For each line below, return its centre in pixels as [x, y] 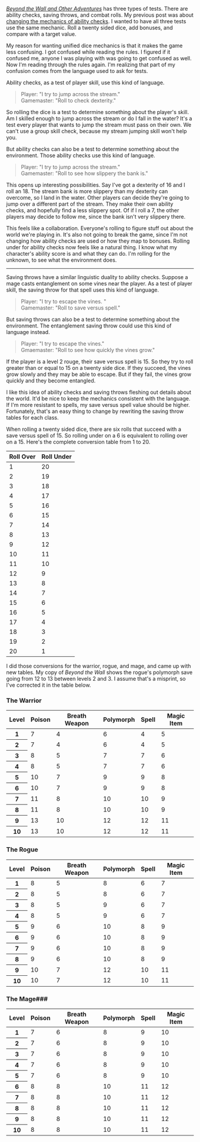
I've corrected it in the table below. [49, 685]
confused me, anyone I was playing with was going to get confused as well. [99, 58]
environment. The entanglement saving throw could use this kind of [89, 326]
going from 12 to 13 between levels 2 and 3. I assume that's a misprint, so [96, 679]
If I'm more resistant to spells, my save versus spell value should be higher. [98, 405]
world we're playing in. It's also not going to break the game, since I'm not [97, 235]
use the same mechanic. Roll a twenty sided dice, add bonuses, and [90, 27]
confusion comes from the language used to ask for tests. [77, 71]
